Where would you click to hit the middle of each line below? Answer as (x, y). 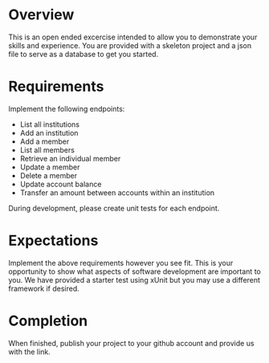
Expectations (53, 241)
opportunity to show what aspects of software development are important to (134, 271)
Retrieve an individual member (70, 158)
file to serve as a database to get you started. (84, 54)
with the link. (29, 352)
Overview (41, 15)
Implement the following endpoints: (67, 108)
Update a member (50, 167)
